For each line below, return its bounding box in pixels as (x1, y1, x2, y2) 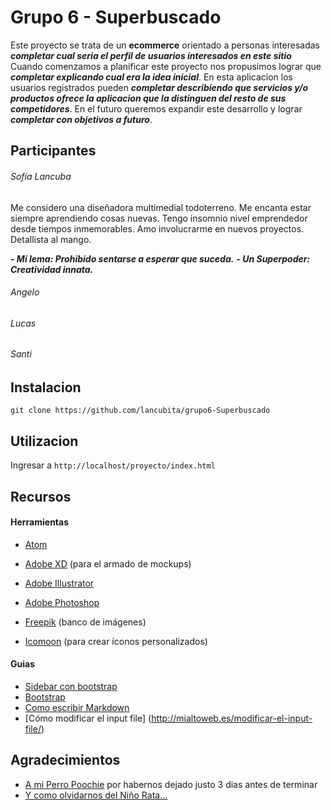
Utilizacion (10, 432, 79, 450)
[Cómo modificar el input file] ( (24, 712, 152, 724)
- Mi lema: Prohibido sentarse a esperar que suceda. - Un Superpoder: (10, 252, 311, 265)
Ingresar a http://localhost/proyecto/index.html (10, 459, 216, 471)
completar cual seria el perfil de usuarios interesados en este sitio (10, 49, 292, 61)
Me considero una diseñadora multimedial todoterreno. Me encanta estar (10, 201, 312, 213)
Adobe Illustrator (24, 577, 95, 589)
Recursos (10, 488, 72, 505)
